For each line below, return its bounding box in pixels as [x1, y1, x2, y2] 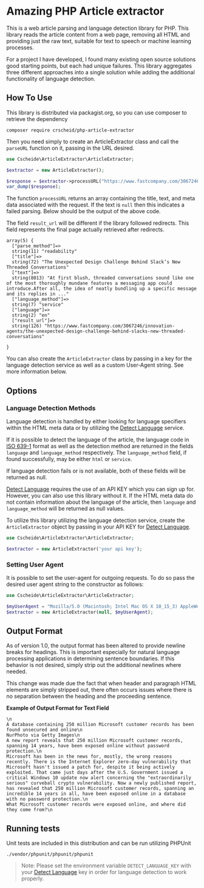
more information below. [6, 368, 67, 375]
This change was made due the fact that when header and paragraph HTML [6, 680, 197, 687]
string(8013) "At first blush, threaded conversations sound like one [12, 275, 194, 281]
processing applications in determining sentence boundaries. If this [6, 655, 175, 662]
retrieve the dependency [6, 115, 68, 122]
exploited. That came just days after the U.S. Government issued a [6, 769, 183, 776]
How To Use [6, 93, 53, 103]
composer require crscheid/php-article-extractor [6, 127, 135, 133]
